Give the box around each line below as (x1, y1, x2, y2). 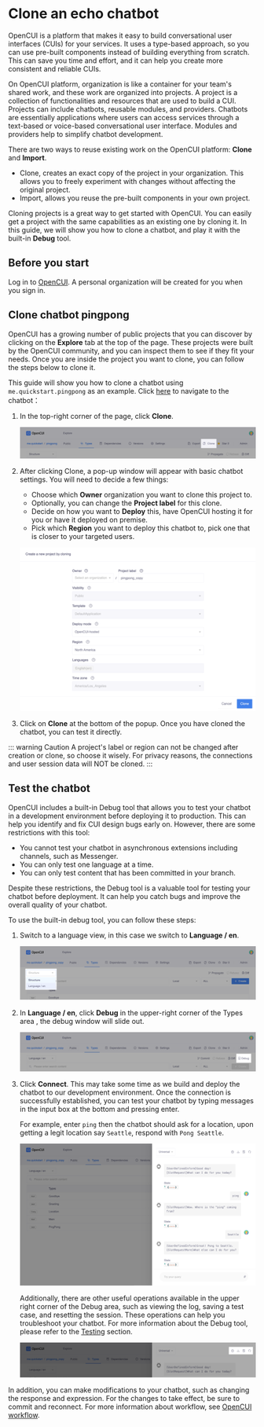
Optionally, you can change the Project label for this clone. (31, 498, 222, 508)
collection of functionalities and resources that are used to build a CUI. (8, 96, 237, 105)
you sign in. (8, 285, 46, 295)
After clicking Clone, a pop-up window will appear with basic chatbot (19, 466, 244, 475)
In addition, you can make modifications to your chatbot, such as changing (8, 1385, 250, 1395)
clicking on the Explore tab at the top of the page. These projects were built (8, 337, 254, 347)
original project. (19, 185, 71, 194)
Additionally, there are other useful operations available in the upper (19, 1293, 240, 1303)
